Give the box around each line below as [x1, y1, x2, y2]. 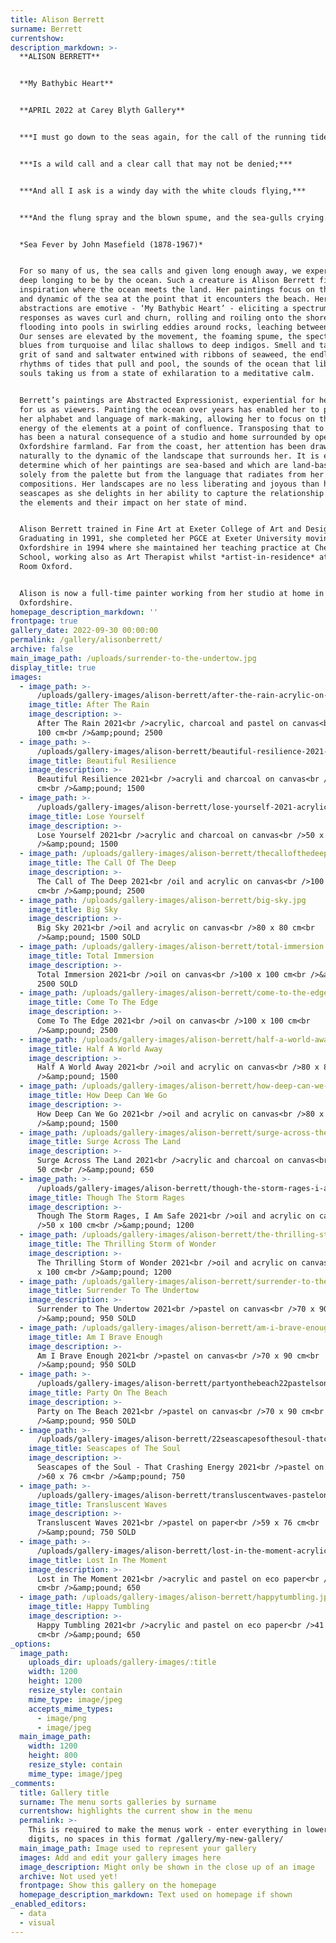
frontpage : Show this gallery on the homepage [19, 1881, 217, 1891]
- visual [19, 1917, 56, 1928]
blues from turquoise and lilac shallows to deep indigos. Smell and [19, 341, 315, 351]
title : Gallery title [19, 1787, 110, 1798]
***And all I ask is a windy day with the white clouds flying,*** [19, 186, 307, 196]
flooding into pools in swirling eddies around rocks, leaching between [19, 322, 329, 332]
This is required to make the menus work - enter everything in [28, 1825, 302, 1835]
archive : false [10, 644, 74, 654]
